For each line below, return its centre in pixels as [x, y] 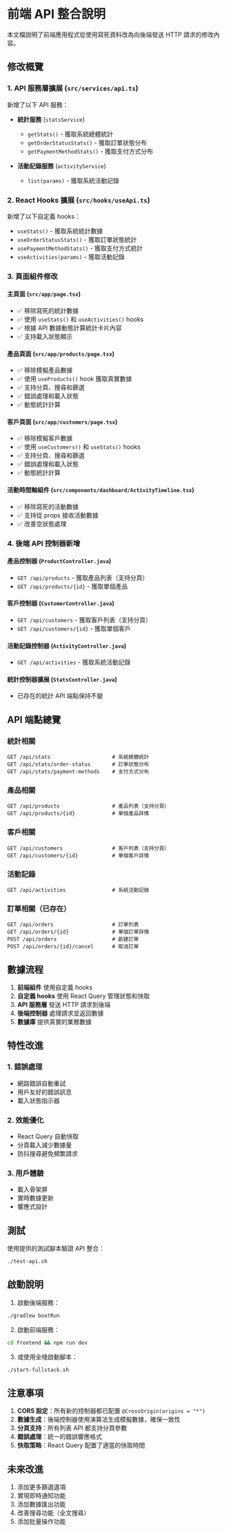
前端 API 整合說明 [56, 14]
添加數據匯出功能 [41, 1504]
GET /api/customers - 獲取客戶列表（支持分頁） [84, 620]
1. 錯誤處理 [25, 1067]
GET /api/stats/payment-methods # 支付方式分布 [78, 772]
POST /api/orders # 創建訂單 [73, 939]
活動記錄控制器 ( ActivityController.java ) [67, 646]
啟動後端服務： [38, 1303]
